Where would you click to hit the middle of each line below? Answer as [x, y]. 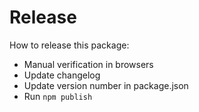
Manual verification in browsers [88, 64]
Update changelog [62, 75]
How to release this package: [69, 45]
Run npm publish [58, 96]
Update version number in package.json [106, 85]
